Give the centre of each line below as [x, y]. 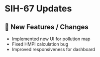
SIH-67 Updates [38, 9]
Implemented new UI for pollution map [51, 39]
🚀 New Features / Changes [47, 27]
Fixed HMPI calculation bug [40, 44]
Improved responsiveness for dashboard [53, 49]
